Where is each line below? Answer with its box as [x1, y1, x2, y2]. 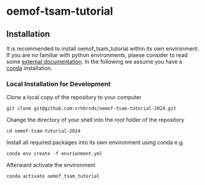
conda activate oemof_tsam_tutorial [6, 173, 100, 179]
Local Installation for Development [6, 80, 111, 88]
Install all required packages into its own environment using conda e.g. [6, 139, 185, 146]
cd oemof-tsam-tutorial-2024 [6, 128, 81, 134]
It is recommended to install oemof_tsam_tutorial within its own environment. [6, 45, 199, 52]
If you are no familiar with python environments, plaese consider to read [6, 51, 188, 59]
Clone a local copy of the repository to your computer [6, 94, 142, 101]
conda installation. [6, 64, 53, 72]
